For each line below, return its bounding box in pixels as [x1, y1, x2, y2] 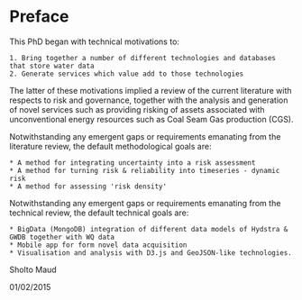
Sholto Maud [9, 264, 57, 275]
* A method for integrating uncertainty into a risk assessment [9, 158, 256, 168]
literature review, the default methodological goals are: [9, 141, 212, 151]
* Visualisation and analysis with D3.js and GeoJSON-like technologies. [9, 248, 293, 258]
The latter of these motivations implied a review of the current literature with [9, 85, 292, 95]
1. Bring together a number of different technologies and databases [9, 53, 277, 62]
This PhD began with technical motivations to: [9, 36, 180, 47]
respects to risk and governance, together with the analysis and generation [9, 95, 288, 105]
